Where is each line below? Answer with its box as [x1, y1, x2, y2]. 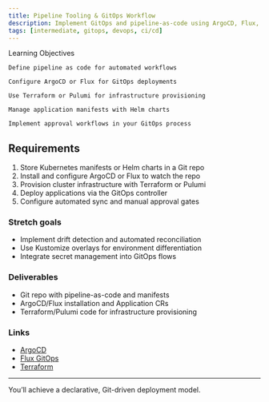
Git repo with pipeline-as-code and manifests [19, 289, 170, 300]
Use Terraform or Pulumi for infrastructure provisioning [8, 92, 206, 100]
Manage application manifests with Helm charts [8, 105, 171, 114]
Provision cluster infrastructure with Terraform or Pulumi [19, 180, 207, 189]
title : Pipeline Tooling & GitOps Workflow [8, 11, 156, 20]
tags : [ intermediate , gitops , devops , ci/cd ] [8, 26, 163, 34]
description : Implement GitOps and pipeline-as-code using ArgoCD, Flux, [8, 19, 260, 27]
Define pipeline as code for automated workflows [8, 64, 178, 72]
